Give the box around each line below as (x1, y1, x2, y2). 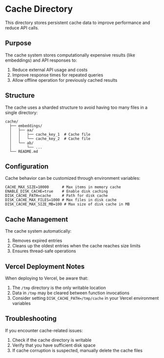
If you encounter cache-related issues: (5, 327, 83, 334)
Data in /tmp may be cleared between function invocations (12, 290, 130, 296)
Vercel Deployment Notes (5, 262, 85, 270)
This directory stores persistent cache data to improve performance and (5, 20, 150, 25)
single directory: (5, 109, 38, 116)
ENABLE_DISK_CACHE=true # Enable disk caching (5, 189, 108, 194)
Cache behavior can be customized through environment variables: (5, 175, 141, 181)
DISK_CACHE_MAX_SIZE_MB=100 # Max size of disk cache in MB (5, 202, 130, 207)
